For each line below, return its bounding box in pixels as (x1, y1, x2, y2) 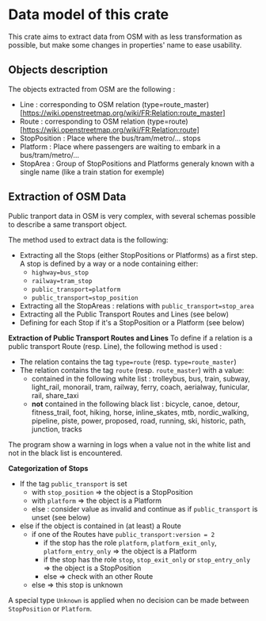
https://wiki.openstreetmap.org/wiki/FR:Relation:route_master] (22, 108, 226, 117)
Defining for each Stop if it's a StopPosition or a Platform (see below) (19, 317, 245, 327)
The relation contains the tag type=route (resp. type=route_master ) (19, 357, 237, 366)
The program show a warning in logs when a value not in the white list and (8, 439, 251, 449)
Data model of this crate (8, 6, 169, 24)
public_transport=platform (31, 286, 121, 293)
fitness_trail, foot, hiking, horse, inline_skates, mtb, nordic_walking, (31, 407, 249, 417)
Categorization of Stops (8, 463, 89, 473)
